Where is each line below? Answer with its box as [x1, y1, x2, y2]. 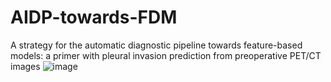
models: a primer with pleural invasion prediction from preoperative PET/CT [10, 49, 322, 61]
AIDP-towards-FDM [10, 6, 178, 29]
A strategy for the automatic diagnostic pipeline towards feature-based [10, 39, 303, 51]
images [10, 60, 41, 72]
